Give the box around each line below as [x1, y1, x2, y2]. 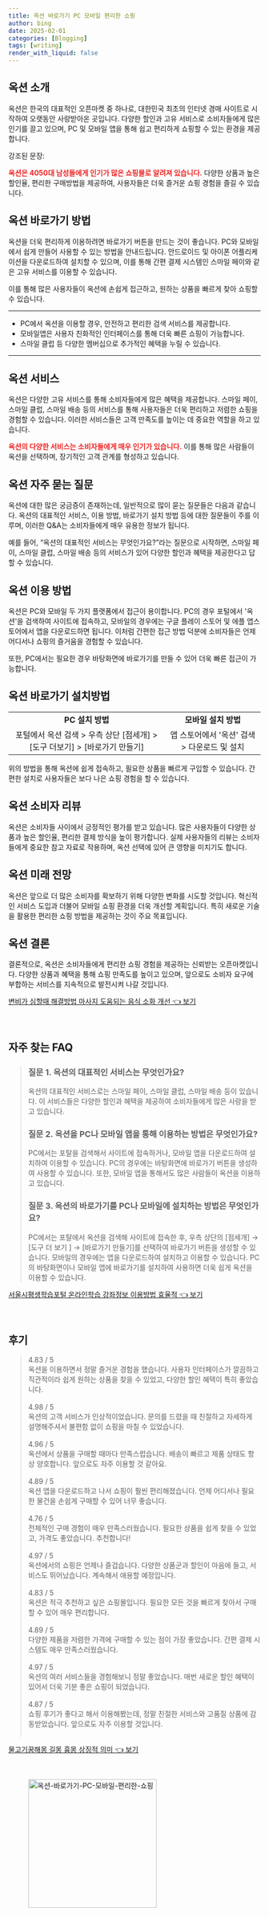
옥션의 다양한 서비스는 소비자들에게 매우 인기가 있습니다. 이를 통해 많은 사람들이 [8, 442, 255, 451]
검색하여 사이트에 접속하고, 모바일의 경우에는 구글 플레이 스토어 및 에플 [25, 616, 246, 627]
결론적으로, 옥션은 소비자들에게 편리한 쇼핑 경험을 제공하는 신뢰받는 [8, 959, 218, 969]
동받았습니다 [27, 1719, 68, 1729]
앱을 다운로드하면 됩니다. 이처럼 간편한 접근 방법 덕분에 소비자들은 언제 [35, 627, 256, 636]
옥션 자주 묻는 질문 [8, 477, 94, 491]
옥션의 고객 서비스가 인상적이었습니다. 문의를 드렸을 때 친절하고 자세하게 [27, 1411, 253, 1422]
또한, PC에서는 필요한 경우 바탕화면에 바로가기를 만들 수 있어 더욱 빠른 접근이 [8, 654, 248, 664]
